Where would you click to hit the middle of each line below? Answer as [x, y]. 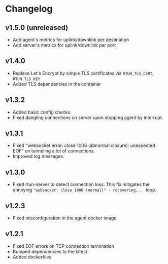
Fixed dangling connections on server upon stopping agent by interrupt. [88, 118]
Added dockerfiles [32, 257]
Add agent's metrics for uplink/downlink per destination [71, 40]
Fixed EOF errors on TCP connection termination [63, 246]
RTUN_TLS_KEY [26, 79]
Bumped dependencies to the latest [50, 251]
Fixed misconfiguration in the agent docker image [64, 218]
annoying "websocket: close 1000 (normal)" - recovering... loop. [84, 190]
